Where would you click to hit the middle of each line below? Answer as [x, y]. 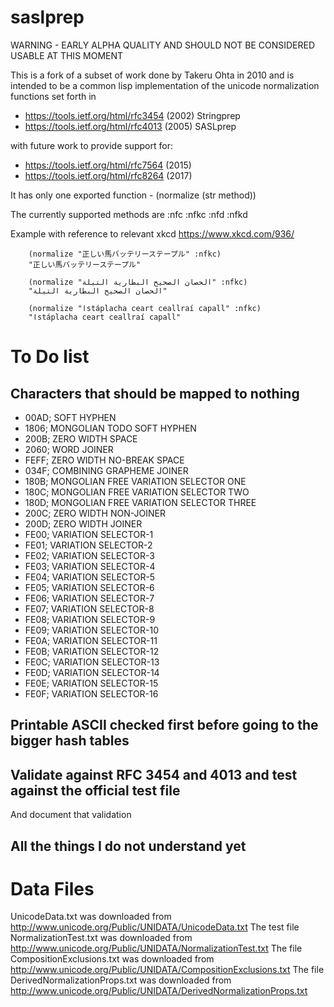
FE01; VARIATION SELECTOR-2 [88, 545]
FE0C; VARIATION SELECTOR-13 [92, 662]
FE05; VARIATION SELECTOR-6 [89, 587]
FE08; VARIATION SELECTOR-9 [90, 619]
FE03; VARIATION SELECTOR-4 [90, 566]
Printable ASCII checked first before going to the [164, 725]
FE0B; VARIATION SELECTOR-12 [92, 651]
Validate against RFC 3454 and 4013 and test [154, 774]
